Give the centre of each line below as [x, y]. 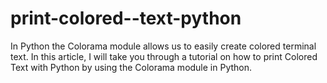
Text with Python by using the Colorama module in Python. [131, 67]
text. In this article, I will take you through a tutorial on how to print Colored [164, 56]
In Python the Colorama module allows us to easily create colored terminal [163, 46]
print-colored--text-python [126, 18]
